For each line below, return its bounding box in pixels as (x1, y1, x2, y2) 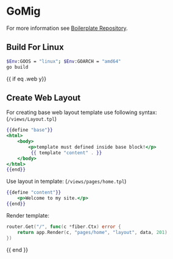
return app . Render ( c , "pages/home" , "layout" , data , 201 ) (17, 229, 168, 235)
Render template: (6, 211, 50, 219)
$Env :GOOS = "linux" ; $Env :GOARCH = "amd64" (6, 58, 121, 65)
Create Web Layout (6, 93, 81, 103)
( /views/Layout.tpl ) (6, 115, 57, 122)
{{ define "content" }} (6, 190, 62, 196)
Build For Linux (6, 42, 64, 52)
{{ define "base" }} (6, 127, 53, 133)
